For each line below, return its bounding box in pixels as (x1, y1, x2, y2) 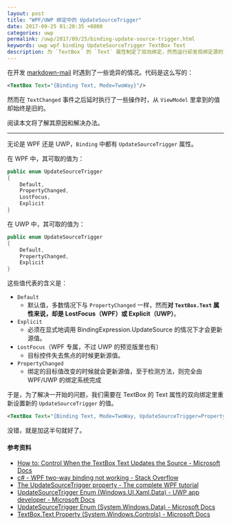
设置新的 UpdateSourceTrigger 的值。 (12, 399, 118, 407)
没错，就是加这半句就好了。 (7, 426, 86, 434)
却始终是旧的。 (7, 104, 49, 112)
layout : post (7, 10, 45, 17)
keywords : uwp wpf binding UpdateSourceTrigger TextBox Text (7, 42, 186, 49)
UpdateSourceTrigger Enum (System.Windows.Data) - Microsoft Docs (16, 503, 215, 511)
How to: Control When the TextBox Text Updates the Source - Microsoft (16, 459, 221, 467)
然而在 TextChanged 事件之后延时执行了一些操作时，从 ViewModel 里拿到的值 (7, 95, 220, 103)
